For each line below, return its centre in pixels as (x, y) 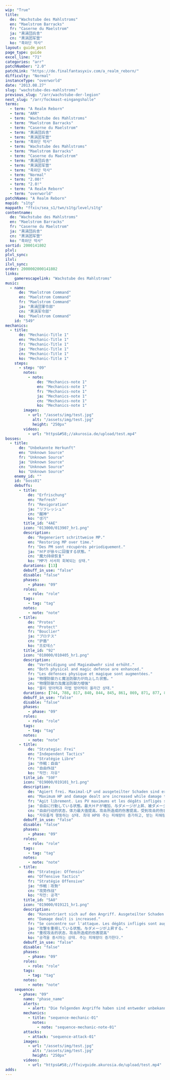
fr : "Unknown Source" (41, 457)
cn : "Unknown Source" (41, 467)
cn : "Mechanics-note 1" (62, 401)
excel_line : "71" (24, 57)
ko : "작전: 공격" (44, 895)
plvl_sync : (17, 255)
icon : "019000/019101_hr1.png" (56, 782)
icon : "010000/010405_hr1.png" (56, 655)
